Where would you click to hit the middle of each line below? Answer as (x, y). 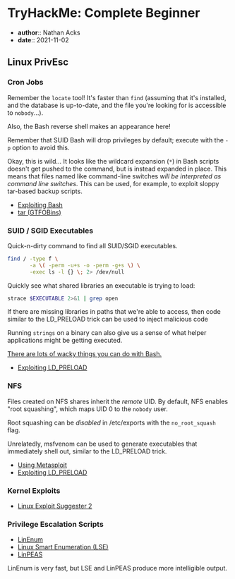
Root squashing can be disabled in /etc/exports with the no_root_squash (112, 422)
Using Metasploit (42, 465)
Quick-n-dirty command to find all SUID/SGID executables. (92, 245)
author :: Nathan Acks (49, 32)
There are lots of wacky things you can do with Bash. (85, 354)
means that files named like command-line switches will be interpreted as (114, 176)
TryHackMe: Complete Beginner (104, 13)
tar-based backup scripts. (45, 191)
